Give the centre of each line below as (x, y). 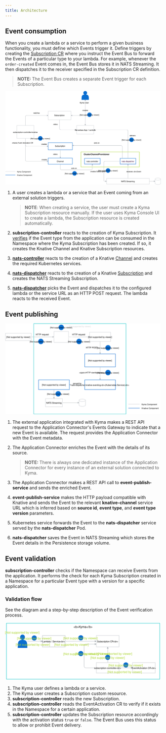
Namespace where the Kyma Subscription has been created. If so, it (82, 243)
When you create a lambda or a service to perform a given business (74, 43)
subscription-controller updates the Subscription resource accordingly (85, 715)
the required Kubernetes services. (47, 264)
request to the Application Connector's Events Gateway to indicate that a (86, 427)
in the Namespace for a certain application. (56, 709)
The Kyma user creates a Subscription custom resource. (70, 693)
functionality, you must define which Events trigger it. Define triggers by (78, 48)
